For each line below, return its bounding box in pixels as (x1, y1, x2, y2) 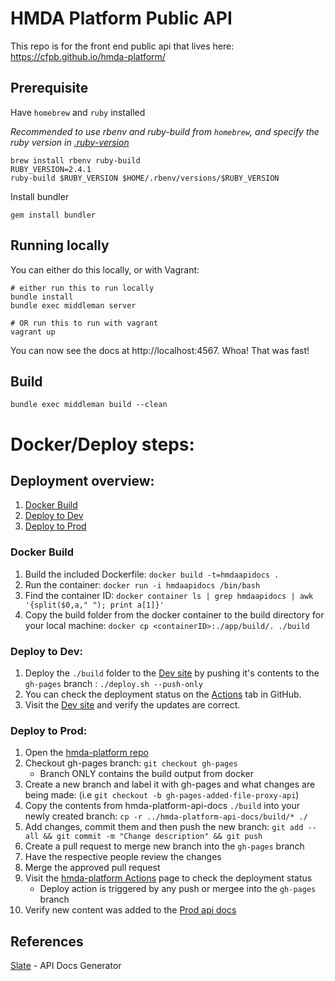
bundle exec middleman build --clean (10, 400, 168, 410)
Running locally (10, 237, 110, 254)
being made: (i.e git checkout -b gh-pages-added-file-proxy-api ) (24, 789, 300, 801)
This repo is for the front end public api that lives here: (10, 40, 235, 52)
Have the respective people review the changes (24, 851, 222, 863)
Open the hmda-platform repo (24, 747, 149, 759)
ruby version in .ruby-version (10, 136, 130, 148)
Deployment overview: (10, 472, 155, 489)
